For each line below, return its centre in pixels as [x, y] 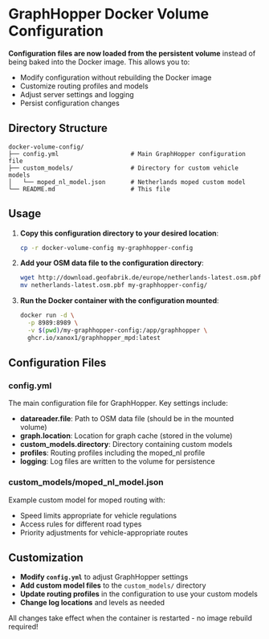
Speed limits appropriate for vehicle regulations [98, 515]
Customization [46, 558]
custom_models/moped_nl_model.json [86, 482]
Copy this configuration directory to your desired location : [119, 233]
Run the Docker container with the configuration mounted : [119, 301]
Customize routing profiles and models [84, 86]
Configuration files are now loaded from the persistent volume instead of [132, 53]
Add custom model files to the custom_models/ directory [113, 586]
